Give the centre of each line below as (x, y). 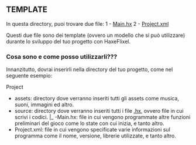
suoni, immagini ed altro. (44, 104)
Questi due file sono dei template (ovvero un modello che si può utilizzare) (96, 35)
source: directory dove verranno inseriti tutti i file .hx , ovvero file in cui (99, 111)
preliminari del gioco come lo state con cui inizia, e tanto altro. (89, 123)
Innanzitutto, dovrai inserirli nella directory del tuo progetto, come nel (90, 69)
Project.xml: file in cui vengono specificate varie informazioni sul (92, 130)
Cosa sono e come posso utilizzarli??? (62, 56)
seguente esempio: (29, 76)
